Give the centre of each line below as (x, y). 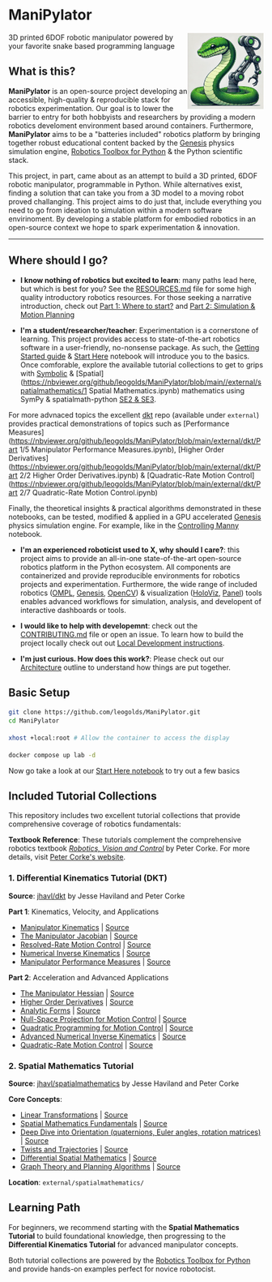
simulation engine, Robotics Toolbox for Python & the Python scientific (125, 151)
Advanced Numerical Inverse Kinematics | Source (103, 1036)
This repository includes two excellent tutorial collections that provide (124, 816)
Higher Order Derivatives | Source (76, 1001)
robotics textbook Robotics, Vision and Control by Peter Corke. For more (129, 848)
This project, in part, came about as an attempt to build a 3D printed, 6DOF (133, 175)
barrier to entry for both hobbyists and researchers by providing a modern (132, 117)
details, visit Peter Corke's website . (67, 857)
